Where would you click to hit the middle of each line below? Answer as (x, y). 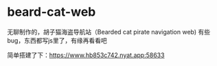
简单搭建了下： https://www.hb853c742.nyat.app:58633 (86, 55)
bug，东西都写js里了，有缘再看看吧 (57, 40)
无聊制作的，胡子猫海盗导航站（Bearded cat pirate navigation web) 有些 (109, 32)
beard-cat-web (52, 12)
